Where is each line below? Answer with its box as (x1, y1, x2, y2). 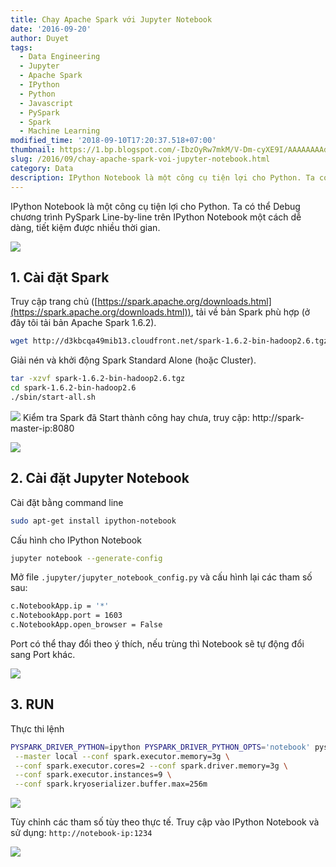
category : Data (10, 163, 74, 173)
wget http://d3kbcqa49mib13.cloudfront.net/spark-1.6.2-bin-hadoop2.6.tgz (10, 336, 329, 346)
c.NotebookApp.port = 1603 (10, 611, 123, 621)
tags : (10, 42, 33, 53)
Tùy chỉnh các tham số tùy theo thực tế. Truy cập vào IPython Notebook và (10, 816, 320, 828)
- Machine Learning (19, 126, 101, 136)
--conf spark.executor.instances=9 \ (14, 770, 172, 780)
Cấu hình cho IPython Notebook (10, 534, 142, 546)
